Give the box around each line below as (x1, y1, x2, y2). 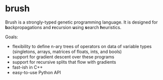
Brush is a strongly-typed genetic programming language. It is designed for (5, 19, 158, 25)
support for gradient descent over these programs (12, 53, 115, 59)
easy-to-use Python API (12, 69, 61, 75)
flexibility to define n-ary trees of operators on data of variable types (12, 43, 152, 49)
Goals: (5, 34, 18, 40)
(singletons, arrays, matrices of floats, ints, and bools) (12, 49, 122, 54)
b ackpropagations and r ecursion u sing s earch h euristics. (5, 24, 122, 30)
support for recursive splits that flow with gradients (12, 59, 117, 65)
